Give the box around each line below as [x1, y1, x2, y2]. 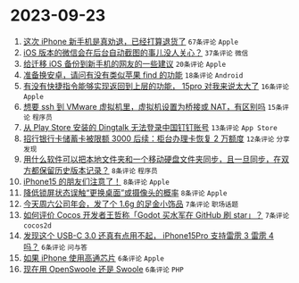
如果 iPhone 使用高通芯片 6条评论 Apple [22, 252, 164, 263]
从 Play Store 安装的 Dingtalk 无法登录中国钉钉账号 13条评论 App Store [22, 121, 278, 132]
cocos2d [22, 221, 52, 230]
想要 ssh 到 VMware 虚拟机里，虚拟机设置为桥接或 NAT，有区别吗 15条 [22, 101, 283, 112]
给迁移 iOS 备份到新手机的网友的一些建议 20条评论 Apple [22, 58, 227, 69]
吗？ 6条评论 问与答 [22, 241, 88, 252]
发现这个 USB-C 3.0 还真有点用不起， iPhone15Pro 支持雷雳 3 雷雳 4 [22, 229, 275, 241]
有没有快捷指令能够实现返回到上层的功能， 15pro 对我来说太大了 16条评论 [22, 80, 289, 91]
